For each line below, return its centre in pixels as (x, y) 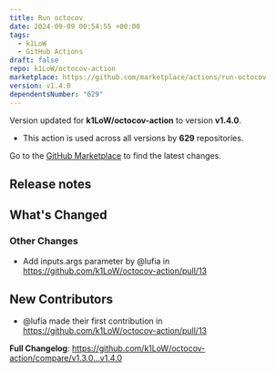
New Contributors (61, 299)
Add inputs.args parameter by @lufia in (96, 261)
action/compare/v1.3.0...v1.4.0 (66, 358)
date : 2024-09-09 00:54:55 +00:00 (75, 26)
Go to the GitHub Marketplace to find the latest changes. (115, 155)
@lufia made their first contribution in (92, 321)
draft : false (34, 60)
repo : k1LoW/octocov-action (63, 69)
